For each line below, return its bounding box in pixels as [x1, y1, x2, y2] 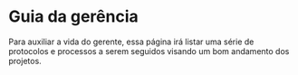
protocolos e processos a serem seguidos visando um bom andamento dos [8, 45, 290, 56]
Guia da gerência [8, 6, 139, 27]
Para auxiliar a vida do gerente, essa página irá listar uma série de [8, 36, 255, 47]
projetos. [8, 55, 42, 66]
